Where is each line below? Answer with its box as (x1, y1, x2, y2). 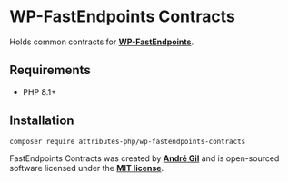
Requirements (9, 62, 91, 78)
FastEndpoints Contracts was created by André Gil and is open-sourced (9, 153, 280, 164)
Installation (9, 113, 74, 129)
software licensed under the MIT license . (9, 163, 164, 174)
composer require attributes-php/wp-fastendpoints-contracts (9, 137, 246, 146)
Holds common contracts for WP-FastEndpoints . (9, 36, 194, 47)
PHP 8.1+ (22, 86, 57, 97)
